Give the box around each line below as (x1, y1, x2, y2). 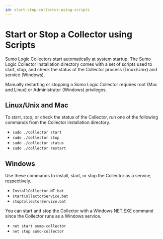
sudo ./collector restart (12, 146, 66, 151)
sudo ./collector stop (12, 135, 60, 140)
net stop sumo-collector (12, 229, 64, 234)
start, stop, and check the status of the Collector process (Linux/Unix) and (5, 66, 158, 72)
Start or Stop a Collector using (5, 28, 133, 40)
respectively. (5, 178, 31, 184)
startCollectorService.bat (12, 194, 69, 199)
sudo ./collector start (12, 130, 62, 135)
